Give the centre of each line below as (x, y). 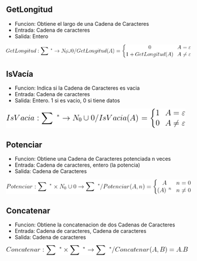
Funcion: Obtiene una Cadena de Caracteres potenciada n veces (93, 159)
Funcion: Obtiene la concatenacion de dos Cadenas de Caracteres (95, 225)
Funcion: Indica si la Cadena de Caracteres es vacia (77, 88)
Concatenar (28, 211)
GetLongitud (29, 10)
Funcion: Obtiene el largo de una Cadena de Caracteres (82, 23)
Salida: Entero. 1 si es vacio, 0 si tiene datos (67, 101)
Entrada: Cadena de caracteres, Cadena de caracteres (80, 231)
